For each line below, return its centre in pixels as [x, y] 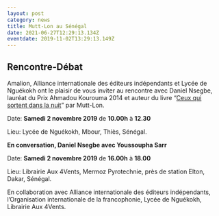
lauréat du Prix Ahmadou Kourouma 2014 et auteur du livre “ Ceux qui [104, 97]
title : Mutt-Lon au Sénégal [47, 26]
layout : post [26, 13]
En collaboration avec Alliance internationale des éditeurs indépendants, [109, 192]
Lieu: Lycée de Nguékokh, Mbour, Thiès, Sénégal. [77, 132]
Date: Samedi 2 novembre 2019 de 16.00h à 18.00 [79, 158]
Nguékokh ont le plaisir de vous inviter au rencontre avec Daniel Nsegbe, [110, 91]
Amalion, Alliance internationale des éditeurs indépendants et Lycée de [107, 83]
